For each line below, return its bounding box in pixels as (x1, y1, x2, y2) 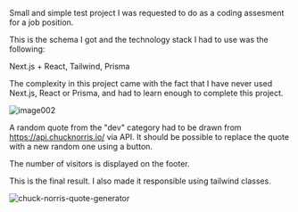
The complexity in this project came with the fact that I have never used (9, 78, 273, 88)
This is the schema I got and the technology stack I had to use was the (9, 35, 269, 45)
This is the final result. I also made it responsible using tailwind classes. (9, 175, 272, 186)
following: (9, 44, 46, 54)
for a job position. (9, 17, 74, 28)
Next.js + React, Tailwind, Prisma (9, 61, 130, 71)
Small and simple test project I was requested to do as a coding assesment (9, 8, 285, 18)
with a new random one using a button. (9, 142, 153, 151)
